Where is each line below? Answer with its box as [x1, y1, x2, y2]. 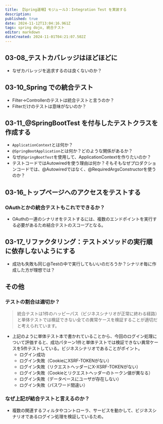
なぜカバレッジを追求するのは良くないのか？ [12, 67, 102, 73]
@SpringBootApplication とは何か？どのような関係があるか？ [12, 148, 133, 154]
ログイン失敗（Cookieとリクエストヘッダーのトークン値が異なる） [19, 370, 153, 376]
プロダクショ [130, 160, 157, 166]
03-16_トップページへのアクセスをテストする [5, 188, 141, 196]
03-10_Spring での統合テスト [5, 84, 93, 92]
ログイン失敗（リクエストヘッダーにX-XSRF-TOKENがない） [19, 363, 141, 369]
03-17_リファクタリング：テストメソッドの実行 [5, 238, 146, 246]
